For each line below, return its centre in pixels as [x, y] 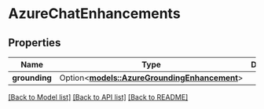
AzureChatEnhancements [94, 14]
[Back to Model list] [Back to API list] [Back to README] [98, 97]
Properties [35, 43]
